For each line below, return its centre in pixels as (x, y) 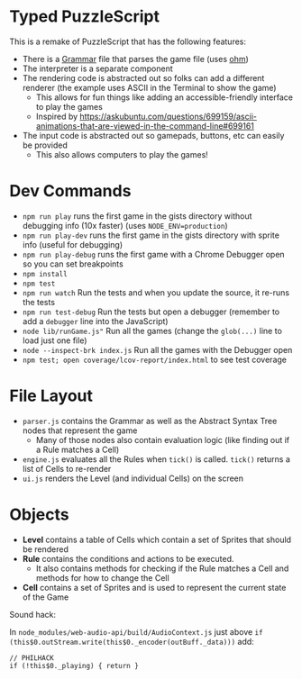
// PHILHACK (32, 658)
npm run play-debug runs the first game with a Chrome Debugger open (154, 254)
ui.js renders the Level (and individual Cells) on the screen (133, 478)
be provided (45, 145)
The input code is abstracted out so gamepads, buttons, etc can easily (153, 135)
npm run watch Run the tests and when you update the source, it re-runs (156, 292)
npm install (45, 274)
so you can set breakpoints (73, 264)
